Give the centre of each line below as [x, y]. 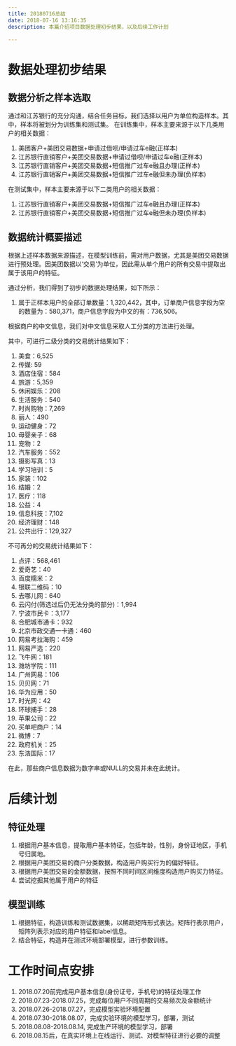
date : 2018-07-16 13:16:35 [47, 20]
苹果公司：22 [37, 718]
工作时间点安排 [51, 971]
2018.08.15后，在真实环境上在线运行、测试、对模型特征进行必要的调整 [119, 1035]
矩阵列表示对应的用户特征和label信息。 [74, 931]
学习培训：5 [35, 470]
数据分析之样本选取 [49, 98]
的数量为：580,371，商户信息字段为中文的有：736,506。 [99, 312]
